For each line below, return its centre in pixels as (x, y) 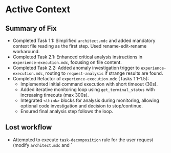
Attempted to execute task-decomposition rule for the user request (83, 140)
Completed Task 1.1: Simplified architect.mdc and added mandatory (84, 40)
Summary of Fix (31, 28)
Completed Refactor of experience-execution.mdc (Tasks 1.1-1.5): (81, 79)
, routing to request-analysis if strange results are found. (103, 73)
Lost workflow (29, 127)
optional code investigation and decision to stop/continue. (82, 106)
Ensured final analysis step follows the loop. (67, 111)
